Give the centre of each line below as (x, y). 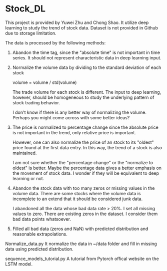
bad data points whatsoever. (42, 219)
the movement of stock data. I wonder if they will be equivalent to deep (85, 173)
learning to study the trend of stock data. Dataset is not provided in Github (82, 27)
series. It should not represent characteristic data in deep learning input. (87, 57)
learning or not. (28, 178)
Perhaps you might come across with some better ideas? (71, 117)
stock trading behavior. (36, 102)
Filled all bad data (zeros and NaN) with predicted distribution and (80, 229)
